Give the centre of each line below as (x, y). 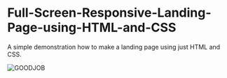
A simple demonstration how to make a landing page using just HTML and (114, 47)
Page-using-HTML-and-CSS (92, 28)
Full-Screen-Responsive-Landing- (109, 13)
